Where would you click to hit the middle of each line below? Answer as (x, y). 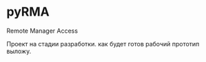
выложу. (19, 51)
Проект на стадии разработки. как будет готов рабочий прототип (103, 44)
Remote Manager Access (42, 31)
